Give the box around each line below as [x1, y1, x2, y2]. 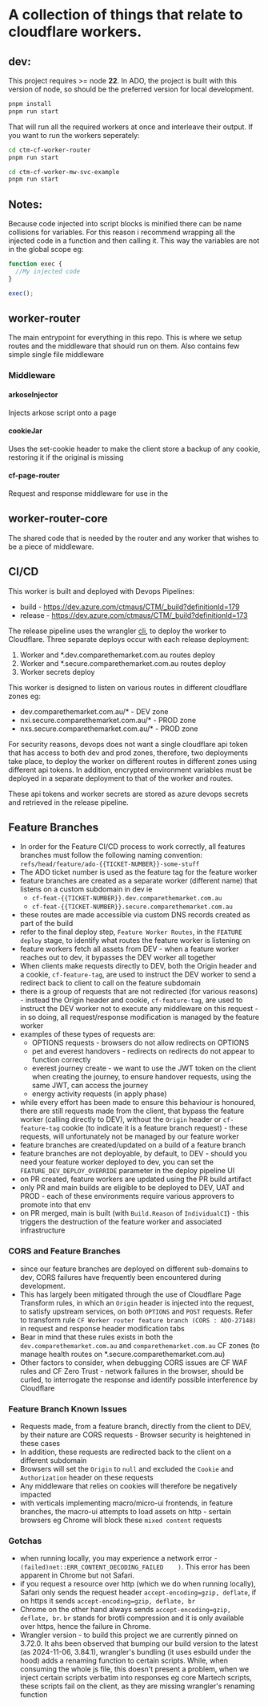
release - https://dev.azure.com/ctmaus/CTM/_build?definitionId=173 [19, 610, 248, 619]
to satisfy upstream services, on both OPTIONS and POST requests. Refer [19, 1306, 254, 1316]
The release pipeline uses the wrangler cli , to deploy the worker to [8, 626, 226, 636]
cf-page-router [8, 471, 60, 481]
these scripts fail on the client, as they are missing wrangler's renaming [19, 1681, 255, 1691]
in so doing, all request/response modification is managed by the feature [19, 1013, 260, 1022]
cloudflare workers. [8, 22, 142, 41]
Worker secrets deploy [19, 667, 95, 676]
